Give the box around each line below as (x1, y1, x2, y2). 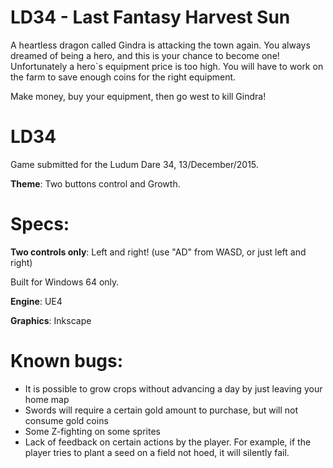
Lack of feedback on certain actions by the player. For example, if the (24, 436, 312, 448)
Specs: (10, 213, 70, 236)
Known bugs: (10, 350, 124, 372)
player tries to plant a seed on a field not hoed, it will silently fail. (24, 446, 290, 458)
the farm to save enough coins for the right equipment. (10, 71, 237, 83)
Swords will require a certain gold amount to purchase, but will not (24, 404, 298, 416)
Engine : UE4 (10, 295, 63, 307)
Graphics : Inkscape (10, 314, 92, 326)
